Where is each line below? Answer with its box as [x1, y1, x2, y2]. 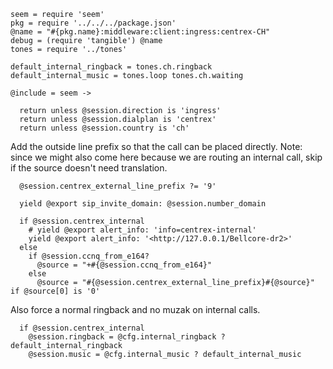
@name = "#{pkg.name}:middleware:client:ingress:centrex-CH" [10, 27, 271, 37]
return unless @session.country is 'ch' [19, 123, 190, 133]
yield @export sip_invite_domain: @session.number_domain [19, 199, 267, 209]
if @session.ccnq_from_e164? [28, 251, 150, 261]
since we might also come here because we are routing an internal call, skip [10, 151, 323, 163]
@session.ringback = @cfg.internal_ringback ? [28, 332, 226, 342]
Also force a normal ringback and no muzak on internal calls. [10, 304, 261, 315]
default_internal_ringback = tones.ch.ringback [10, 62, 213, 72]
